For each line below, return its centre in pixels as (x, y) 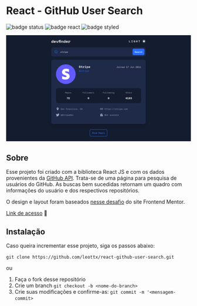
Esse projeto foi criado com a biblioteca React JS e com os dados (85, 172)
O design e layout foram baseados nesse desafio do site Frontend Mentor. (96, 202)
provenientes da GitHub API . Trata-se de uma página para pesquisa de (91, 178)
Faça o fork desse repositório (50, 279)
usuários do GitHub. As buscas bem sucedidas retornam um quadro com (94, 184)
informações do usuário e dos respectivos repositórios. (73, 191)
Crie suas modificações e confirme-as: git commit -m (79, 291)
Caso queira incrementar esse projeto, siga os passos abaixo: (81, 245)
